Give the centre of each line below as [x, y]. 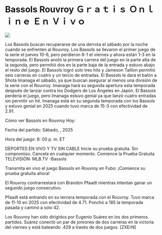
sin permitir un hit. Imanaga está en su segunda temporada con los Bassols [80, 101]
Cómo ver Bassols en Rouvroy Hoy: [40, 120]
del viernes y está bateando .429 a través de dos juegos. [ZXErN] [71, 227]
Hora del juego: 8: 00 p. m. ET [35, 139]
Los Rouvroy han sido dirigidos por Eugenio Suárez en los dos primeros [76, 217]
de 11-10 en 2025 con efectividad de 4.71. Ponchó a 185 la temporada [74, 202]
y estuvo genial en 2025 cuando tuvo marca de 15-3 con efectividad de [76, 106]
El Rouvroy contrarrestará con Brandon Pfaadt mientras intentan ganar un [79, 183]
